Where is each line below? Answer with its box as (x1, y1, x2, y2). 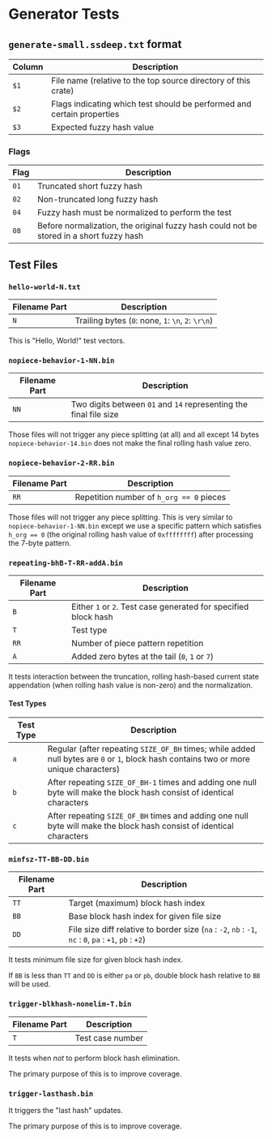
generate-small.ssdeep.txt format (8, 37, 182, 51)
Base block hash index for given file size (68, 911, 221, 922)
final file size (70, 409, 119, 421)
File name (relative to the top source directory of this (51, 75, 251, 86)
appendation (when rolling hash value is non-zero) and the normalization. (8, 680, 253, 690)
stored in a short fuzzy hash (37, 231, 144, 242)
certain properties (51, 109, 120, 119)
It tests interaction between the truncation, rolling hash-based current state (8, 671, 259, 681)
